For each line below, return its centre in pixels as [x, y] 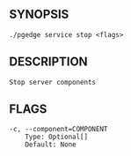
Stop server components [53, 82]
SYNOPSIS [39, 15]
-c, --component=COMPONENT [58, 130]
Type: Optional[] [57, 137]
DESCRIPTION [48, 62]
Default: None [51, 145]
